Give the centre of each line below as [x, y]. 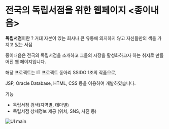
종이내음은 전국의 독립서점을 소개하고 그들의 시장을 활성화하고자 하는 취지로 [80, 55]
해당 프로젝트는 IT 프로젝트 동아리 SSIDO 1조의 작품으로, [61, 72]
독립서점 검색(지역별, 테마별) [41, 105]
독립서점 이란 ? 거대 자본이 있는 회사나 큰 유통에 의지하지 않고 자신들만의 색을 [81, 38]
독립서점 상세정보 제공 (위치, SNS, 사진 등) [55, 111]
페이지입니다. [33, 61]
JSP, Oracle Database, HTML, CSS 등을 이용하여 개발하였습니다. [71, 83]
